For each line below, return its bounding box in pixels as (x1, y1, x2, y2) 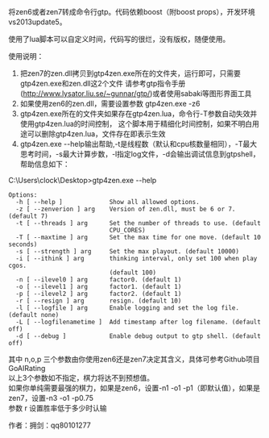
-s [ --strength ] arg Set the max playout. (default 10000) (15, 248, 240, 256)
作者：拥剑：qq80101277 (8, 420, 91, 430)
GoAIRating (8, 364, 46, 373)
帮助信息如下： (19, 160, 70, 169)
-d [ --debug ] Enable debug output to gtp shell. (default (15, 332, 262, 340)
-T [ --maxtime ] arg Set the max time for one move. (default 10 (15, 233, 262, 241)
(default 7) (8, 212, 48, 220)
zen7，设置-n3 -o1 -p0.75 (8, 394, 94, 403)
